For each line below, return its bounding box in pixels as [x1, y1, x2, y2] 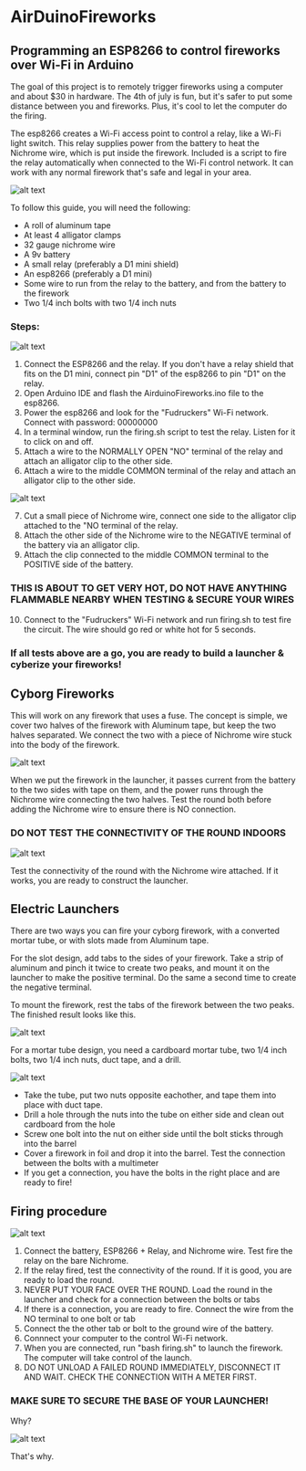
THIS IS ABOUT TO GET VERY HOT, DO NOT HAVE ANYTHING [10, 582, 288, 594]
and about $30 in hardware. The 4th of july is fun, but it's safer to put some [10, 91, 293, 101]
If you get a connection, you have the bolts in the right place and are [23, 1167, 280, 1179]
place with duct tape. [23, 1099, 104, 1110]
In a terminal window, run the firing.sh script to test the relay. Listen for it [23, 426, 296, 437]
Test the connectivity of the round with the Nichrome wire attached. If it [10, 865, 279, 876]
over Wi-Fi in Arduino [10, 57, 135, 72]
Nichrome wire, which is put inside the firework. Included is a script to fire [10, 148, 288, 158]
